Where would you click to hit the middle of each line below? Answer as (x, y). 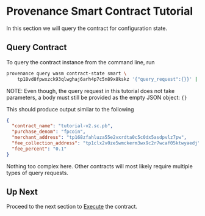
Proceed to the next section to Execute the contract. (72, 207)
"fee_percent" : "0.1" (39, 149)
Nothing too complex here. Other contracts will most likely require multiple (100, 166)
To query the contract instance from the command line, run (81, 62)
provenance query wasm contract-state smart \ (67, 73)
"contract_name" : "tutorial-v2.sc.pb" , (63, 126)
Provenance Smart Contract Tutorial (100, 11)
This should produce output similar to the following (70, 109)
